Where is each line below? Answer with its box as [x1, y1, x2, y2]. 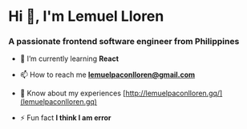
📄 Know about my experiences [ [19, 88, 126, 99]
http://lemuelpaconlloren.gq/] [125, 88, 223, 99]
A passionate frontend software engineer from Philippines [8, 36, 240, 47]
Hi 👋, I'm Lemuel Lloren [8, 7, 164, 26]
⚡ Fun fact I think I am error [19, 113, 111, 123]
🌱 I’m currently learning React [19, 54, 119, 63]
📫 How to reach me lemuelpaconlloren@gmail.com [19, 70, 196, 79]
